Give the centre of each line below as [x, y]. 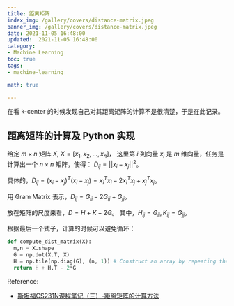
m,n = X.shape [34, 249]
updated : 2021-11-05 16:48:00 [53, 40]
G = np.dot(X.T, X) [42, 255]
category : [22, 46]
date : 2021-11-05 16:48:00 [46, 33]
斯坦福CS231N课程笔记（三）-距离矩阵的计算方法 [88, 296]
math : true [23, 85]
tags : [15, 66]
